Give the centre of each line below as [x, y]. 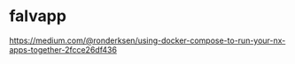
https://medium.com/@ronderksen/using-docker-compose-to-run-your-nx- [147, 40]
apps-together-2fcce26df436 [63, 49]
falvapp [38, 16]
